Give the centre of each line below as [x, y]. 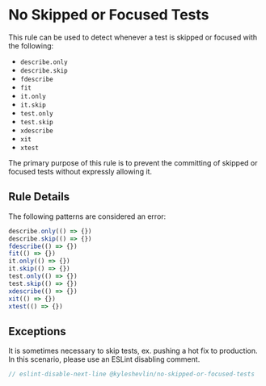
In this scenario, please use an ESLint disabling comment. [104, 359]
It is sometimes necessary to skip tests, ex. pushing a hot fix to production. [133, 351]
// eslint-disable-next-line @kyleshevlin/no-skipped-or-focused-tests [131, 374]
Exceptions [37, 331]
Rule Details [39, 197]
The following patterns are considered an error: [87, 216]
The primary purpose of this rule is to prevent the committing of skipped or [133, 162]
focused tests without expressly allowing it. [80, 171]
